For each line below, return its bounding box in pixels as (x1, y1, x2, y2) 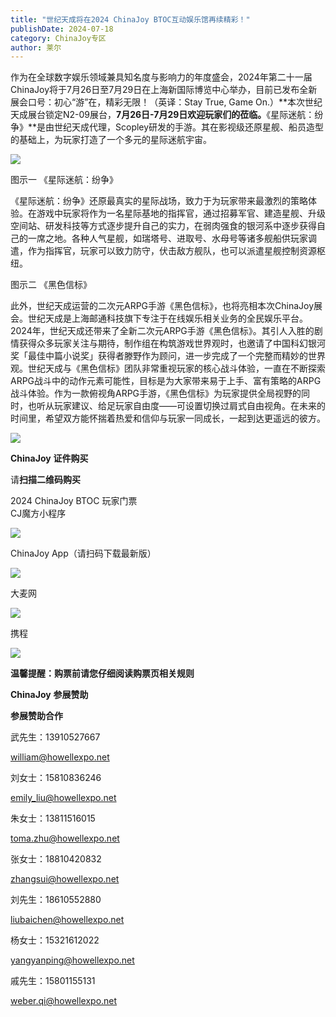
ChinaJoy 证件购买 (10, 452, 89, 465)
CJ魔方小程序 (10, 507, 67, 520)
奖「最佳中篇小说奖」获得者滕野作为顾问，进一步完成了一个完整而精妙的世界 (10, 350, 326, 362)
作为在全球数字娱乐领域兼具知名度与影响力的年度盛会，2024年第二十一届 (10, 71, 313, 83)
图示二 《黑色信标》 (10, 279, 92, 291)
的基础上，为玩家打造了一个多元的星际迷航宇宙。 (10, 134, 212, 146)
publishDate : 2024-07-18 (10, 24, 114, 34)
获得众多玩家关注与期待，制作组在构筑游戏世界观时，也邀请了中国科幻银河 (18, 337, 326, 350)
